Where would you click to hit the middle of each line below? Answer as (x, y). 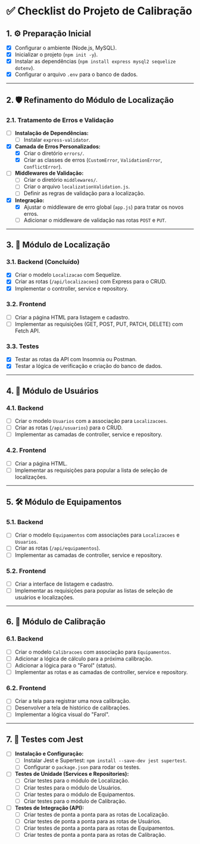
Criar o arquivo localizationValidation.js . (77, 187)
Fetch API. (27, 331)
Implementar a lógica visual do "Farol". (62, 714)
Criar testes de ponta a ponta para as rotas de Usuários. (93, 821)
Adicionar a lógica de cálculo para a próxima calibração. (84, 659)
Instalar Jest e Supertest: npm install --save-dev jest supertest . (105, 760)
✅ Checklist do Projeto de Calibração (99, 11)
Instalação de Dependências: (52, 133)
